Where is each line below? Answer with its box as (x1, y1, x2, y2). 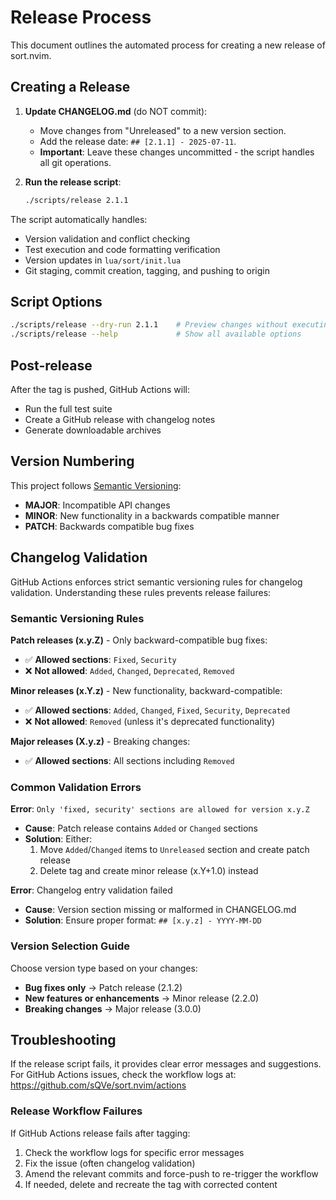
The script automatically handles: (10, 213, 148, 225)
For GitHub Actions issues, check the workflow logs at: (10, 1069, 237, 1081)
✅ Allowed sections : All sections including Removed (24, 754, 235, 766)
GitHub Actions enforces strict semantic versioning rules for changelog (10, 576, 303, 588)
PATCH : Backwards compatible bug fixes (24, 520, 195, 532)
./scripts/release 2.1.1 (24, 195, 129, 205)
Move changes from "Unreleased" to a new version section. (39, 124, 287, 136)
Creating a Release (10, 79, 131, 96)
